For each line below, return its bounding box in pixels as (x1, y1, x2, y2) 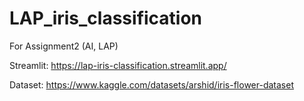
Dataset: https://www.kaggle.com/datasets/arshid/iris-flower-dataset (9, 78, 294, 91)
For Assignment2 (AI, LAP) (9, 40, 119, 52)
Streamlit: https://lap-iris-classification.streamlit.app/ (9, 59, 227, 71)
